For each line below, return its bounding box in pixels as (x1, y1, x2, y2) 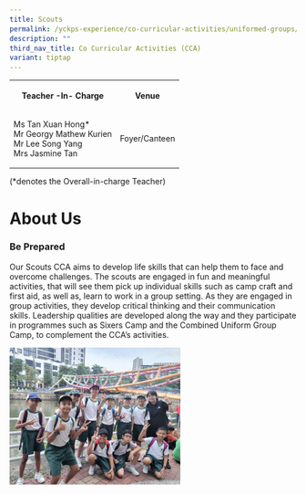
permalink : (9, 24, 51, 34)
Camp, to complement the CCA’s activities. (9, 329, 169, 340)
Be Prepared (9, 240, 66, 253)
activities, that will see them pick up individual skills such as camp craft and (9, 280, 293, 291)
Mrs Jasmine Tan (13, 147, 78, 159)
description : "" (9, 34, 71, 43)
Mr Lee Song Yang (13, 138, 83, 149)
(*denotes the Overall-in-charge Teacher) (9, 176, 167, 187)
